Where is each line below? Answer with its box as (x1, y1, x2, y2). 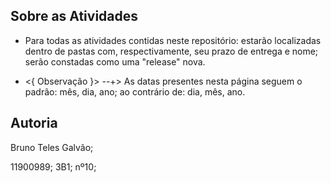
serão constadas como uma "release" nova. (24, 55, 206, 68)
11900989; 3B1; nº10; (10, 160, 97, 173)
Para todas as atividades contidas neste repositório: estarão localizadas (24, 34, 322, 46)
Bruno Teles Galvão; (10, 141, 94, 153)
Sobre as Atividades (10, 8, 139, 25)
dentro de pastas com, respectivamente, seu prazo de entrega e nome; (24, 45, 319, 57)
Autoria (10, 115, 58, 132)
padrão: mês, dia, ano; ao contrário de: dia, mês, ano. (24, 85, 246, 98)
